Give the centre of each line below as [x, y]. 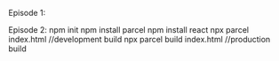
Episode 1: [27, 13]
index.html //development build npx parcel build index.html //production [139, 39]
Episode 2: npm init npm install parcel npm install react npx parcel [129, 30]
